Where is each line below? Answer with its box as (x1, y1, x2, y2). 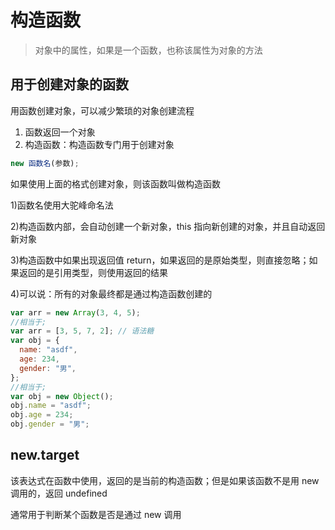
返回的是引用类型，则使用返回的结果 (18, 266, 168, 278)
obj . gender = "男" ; (10, 419, 90, 430)
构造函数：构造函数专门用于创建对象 (24, 138, 175, 150)
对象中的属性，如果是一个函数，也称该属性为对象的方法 (34, 44, 263, 56)
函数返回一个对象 (24, 126, 96, 138)
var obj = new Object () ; (10, 391, 114, 401)
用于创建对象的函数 (10, 76, 129, 93)
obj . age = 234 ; (10, 410, 74, 420)
